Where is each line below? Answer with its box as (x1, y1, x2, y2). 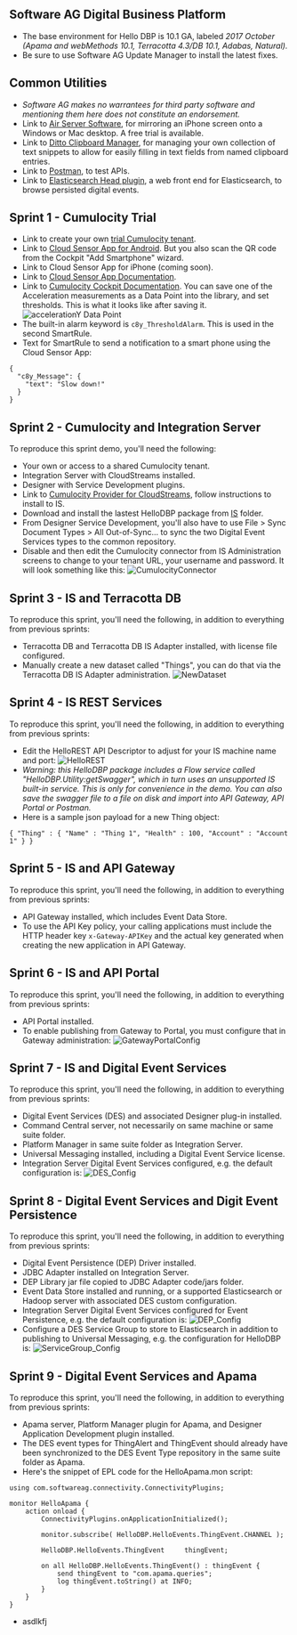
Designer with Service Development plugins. (21, 480, 185, 491)
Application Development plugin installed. (21, 1428, 175, 1439)
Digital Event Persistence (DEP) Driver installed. (21, 1257, 197, 1268)
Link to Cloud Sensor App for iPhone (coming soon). (21, 262, 213, 272)
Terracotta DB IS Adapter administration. (21, 670, 171, 680)
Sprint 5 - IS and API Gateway (9, 861, 176, 876)
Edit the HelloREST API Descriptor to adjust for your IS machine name (21, 745, 277, 756)
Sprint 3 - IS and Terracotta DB (9, 590, 182, 606)
